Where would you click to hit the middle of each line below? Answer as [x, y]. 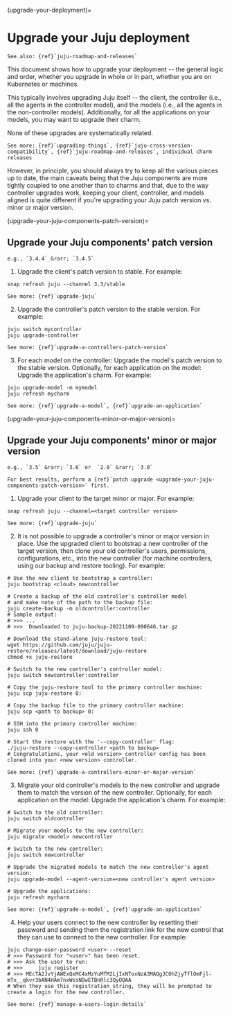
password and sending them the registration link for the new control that [120, 929]
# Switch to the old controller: [55, 812]
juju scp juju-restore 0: [44, 693]
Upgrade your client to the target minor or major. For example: [106, 498]
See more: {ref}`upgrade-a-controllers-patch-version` [88, 347]
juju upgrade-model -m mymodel [52, 387]
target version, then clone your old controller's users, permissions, [112, 551]
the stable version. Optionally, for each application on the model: [109, 367]
